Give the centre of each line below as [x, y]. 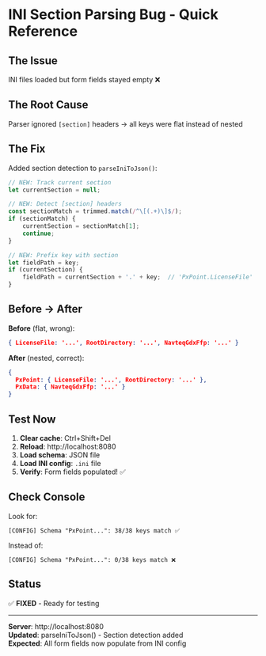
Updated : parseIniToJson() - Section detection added [96, 635]
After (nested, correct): [46, 358]
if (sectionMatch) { [42, 219]
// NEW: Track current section [60, 182]
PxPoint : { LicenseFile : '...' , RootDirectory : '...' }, [111, 380]
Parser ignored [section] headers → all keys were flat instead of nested [125, 123]
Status [25, 584]
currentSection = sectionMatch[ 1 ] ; [81, 226]
